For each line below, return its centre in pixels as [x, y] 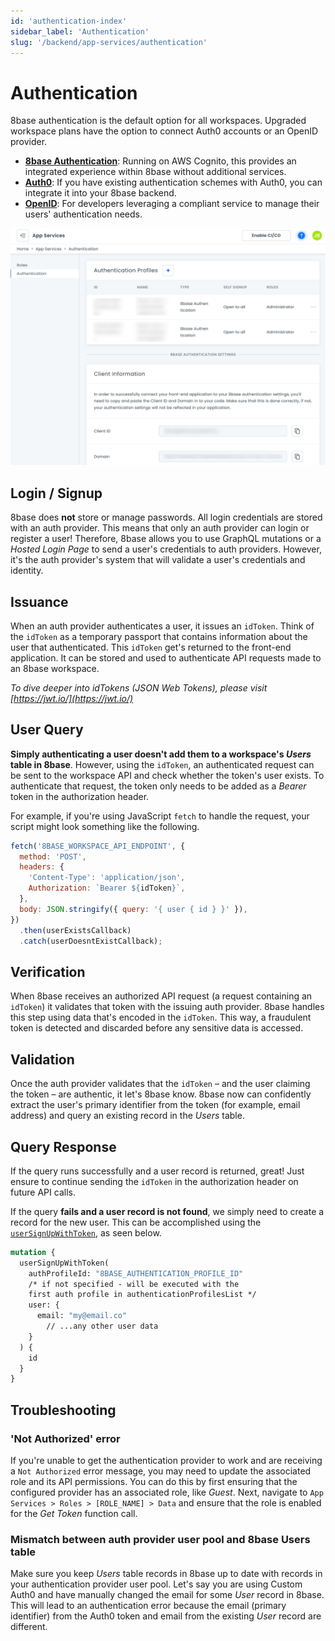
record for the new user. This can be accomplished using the [136, 1222]
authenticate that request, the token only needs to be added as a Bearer [158, 786]
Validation [42, 1059]
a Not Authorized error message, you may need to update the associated [161, 1471]
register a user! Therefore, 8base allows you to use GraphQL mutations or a [166, 539]
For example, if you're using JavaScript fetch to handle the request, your [160, 816]
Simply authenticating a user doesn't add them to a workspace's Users [161, 754]
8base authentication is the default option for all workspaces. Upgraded [158, 121]
